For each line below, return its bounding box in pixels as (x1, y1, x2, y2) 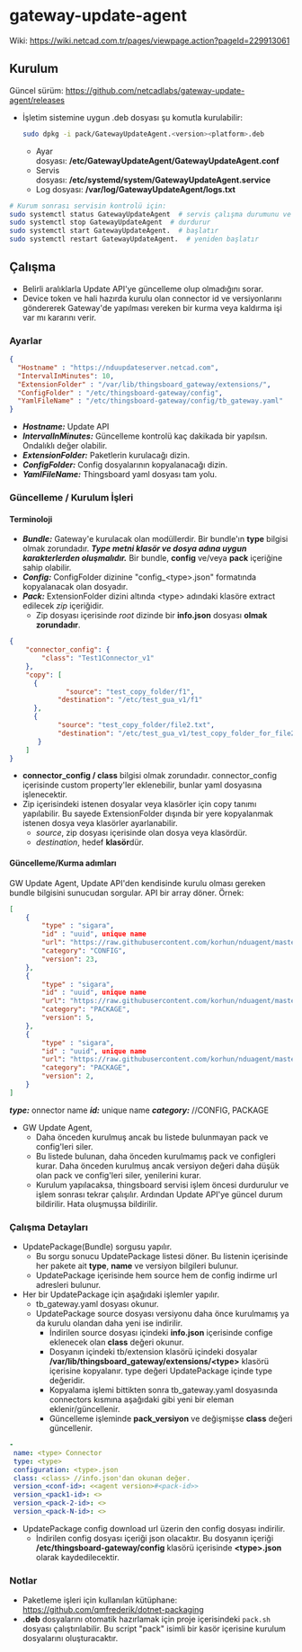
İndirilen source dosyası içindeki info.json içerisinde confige (49, 1328, 273, 1338)
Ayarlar (9, 334, 42, 347)
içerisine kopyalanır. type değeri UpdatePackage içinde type (49, 1365, 272, 1376)
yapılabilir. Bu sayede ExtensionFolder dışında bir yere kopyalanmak (22, 808, 274, 819)
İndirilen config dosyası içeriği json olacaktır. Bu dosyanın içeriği (35, 1532, 274, 1543)
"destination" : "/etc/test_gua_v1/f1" (57, 696, 203, 705)
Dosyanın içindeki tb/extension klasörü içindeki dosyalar (49, 1346, 258, 1357)
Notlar (9, 1574, 38, 1586)
